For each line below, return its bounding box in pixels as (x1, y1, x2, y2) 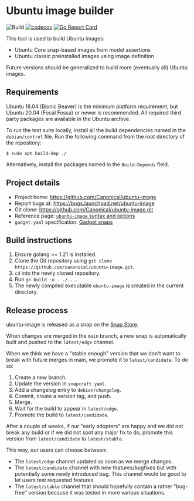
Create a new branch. (14, 374, 67, 381)
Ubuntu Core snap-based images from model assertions (14, 46, 151, 53)
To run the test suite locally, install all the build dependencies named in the (6, 126, 186, 133)
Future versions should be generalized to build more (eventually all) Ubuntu (6, 63, 188, 71)
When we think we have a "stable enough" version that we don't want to (6, 350, 181, 357)
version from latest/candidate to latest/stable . (6, 435, 124, 442)
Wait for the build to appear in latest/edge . (14, 405, 118, 412)
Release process (6, 305, 69, 315)
